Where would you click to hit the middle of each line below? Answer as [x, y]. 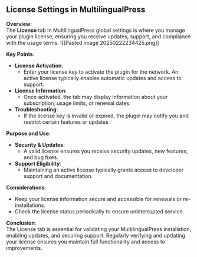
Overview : [19, 24]
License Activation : [39, 65]
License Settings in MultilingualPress [76, 10]
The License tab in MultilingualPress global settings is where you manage [96, 30]
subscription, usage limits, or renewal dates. [77, 103]
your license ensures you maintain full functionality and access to [86, 242]
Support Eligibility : [38, 163]
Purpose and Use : [28, 133]
